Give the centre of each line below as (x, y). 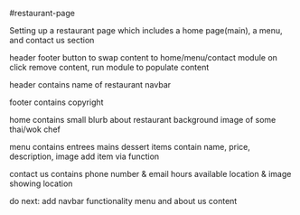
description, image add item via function (84, 156)
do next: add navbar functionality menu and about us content (123, 201)
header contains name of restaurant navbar (90, 84)
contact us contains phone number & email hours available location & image (150, 174)
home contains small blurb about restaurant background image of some (143, 120)
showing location (41, 183)
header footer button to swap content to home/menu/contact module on (144, 57)
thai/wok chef (35, 129)
